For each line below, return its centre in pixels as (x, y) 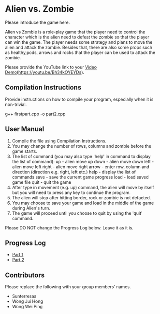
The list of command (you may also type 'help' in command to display (81, 156)
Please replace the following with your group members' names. (68, 287)
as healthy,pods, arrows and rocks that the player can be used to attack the (80, 52)
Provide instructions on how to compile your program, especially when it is (79, 99)
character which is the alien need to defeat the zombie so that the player (77, 37)
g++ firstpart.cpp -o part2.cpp (35, 114)
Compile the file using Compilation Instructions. (59, 141)
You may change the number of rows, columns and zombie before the (81, 146)
